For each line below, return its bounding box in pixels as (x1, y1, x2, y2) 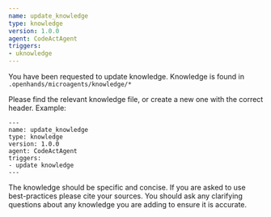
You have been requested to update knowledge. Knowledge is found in (8, 72, 245, 81)
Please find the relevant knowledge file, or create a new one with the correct (8, 95, 264, 104)
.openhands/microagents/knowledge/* (8, 80, 132, 88)
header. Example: (8, 103, 66, 113)
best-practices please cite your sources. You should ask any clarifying (8, 191, 243, 201)
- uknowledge (8, 49, 53, 57)
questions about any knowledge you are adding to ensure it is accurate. (8, 200, 248, 209)
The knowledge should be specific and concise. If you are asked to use (8, 183, 246, 192)
